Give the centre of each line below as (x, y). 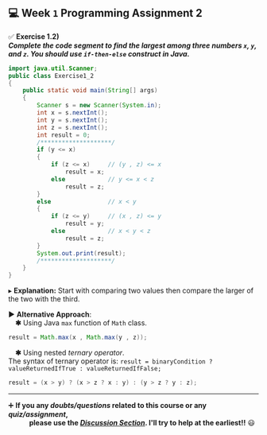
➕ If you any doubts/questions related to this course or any (107, 405)
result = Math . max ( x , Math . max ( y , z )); (78, 338)
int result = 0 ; (64, 135)
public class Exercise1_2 (51, 76)
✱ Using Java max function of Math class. (81, 323)
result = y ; (85, 224)
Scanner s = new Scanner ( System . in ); (99, 106)
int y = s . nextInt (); (73, 120)
